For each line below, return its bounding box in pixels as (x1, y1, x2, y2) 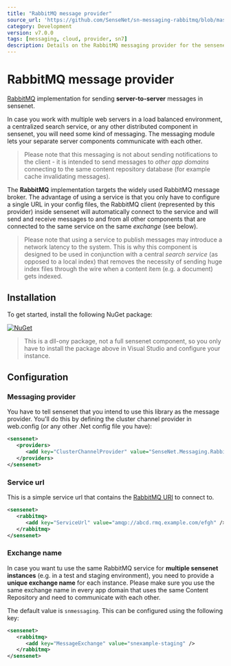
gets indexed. (23, 272, 63, 280)
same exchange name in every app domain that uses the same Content (7, 586, 208, 594)
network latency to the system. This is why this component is (23, 242, 197, 251)
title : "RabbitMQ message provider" (7, 10, 112, 17)
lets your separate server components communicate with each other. (7, 137, 203, 145)
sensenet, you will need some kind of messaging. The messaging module (7, 129, 215, 138)
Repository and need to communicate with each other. (7, 593, 161, 601)
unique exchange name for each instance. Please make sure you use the (7, 579, 215, 587)
